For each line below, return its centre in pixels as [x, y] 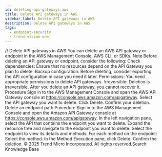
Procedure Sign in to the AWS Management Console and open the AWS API [81, 92]
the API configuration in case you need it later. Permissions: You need [75, 77]
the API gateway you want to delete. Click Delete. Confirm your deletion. [78, 102]
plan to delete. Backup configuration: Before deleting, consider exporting [78, 71]
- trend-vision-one [29, 37]
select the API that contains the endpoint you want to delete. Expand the [78, 123]
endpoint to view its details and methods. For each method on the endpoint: [81, 133]
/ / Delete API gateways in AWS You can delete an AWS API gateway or [76, 50]
